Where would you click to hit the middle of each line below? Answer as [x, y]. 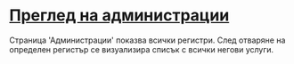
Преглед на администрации [119, 16]
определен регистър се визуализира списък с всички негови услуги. [142, 49]
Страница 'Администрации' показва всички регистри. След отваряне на [147, 40]
